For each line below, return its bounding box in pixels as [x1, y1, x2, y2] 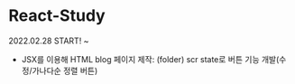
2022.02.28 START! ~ [8, 35, 89, 46]
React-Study [8, 5, 106, 26]
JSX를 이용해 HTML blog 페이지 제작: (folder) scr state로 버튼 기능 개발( [21, 53, 280, 64]
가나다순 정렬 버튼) [32, 65, 98, 76]
